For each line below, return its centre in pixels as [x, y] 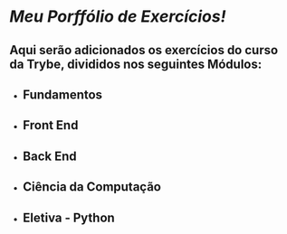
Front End [50, 125]
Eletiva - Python [68, 217]
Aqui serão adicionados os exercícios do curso [144, 50]
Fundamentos [62, 94]
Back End [49, 156]
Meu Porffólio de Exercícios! [118, 17]
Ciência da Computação [91, 187]
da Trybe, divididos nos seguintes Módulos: [136, 64]
